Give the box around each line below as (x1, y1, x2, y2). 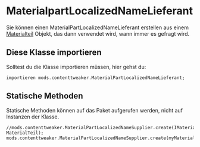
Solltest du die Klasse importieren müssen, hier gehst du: (6, 63, 146, 70)
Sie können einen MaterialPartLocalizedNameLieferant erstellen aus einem (6, 24, 189, 31)
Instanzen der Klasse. (6, 113, 60, 120)
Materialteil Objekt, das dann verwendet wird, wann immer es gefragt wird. (6, 30, 190, 37)
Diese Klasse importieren (6, 48, 102, 58)
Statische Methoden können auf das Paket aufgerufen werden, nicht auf (6, 107, 183, 114)
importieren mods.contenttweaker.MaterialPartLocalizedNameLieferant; (6, 74, 185, 81)
